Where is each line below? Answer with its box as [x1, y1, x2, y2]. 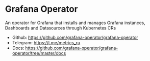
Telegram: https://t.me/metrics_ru [12, 39, 80, 45]
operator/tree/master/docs [12, 50, 66, 56]
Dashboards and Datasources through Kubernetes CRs [5, 25, 116, 30]
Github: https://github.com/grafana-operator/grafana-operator [12, 34, 138, 40]
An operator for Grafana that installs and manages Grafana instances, [5, 20, 146, 26]
